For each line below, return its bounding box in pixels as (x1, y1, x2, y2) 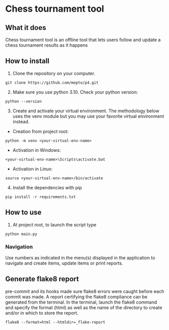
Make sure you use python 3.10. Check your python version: (12, 89, 138, 95)
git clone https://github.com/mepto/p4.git (5, 80, 99, 85)
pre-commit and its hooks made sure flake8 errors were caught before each (5, 288, 164, 294)
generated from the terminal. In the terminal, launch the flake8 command (5, 299, 157, 305)
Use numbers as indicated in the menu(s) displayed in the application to (5, 254, 156, 260)
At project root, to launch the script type (12, 221, 96, 227)
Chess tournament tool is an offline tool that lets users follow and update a (5, 37, 161, 43)
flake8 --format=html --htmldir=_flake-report (5, 319, 106, 325)
